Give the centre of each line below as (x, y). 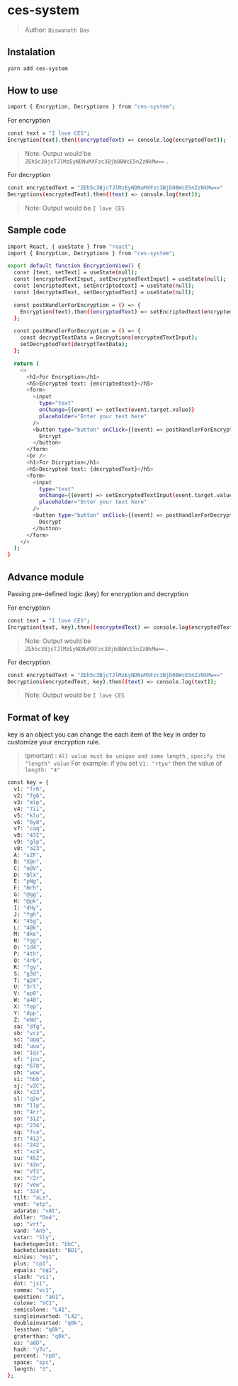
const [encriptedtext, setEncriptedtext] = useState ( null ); (104, 286)
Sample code (37, 230)
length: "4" (42, 770)
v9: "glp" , (30, 842)
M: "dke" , (28, 934)
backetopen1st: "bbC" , (47, 1244)
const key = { (28, 783)
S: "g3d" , (28, 973)
